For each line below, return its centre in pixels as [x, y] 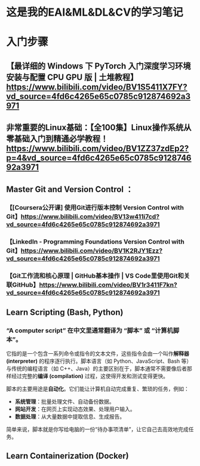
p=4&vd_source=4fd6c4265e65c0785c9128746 [99, 158]
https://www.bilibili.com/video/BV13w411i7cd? [90, 217]
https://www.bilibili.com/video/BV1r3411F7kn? [108, 285]
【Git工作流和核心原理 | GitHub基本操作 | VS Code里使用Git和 [95, 276]
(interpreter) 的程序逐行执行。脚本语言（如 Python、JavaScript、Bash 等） [99, 361]
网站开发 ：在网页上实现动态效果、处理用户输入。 [75, 409]
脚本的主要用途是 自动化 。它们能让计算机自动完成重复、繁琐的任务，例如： [98, 389]
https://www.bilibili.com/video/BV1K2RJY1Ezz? [92, 251]
